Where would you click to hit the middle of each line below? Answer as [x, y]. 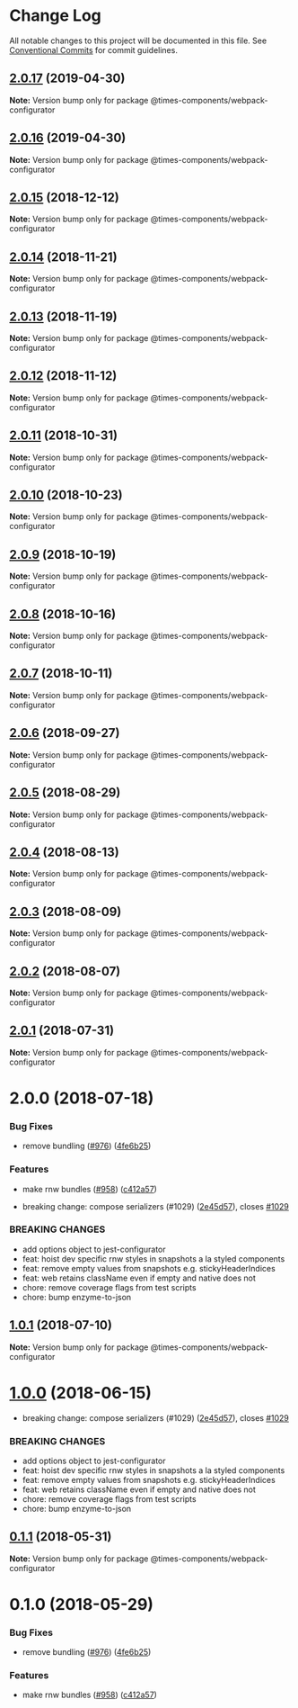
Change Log [55, 16]
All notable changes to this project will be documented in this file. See [138, 40]
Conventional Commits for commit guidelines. [93, 49]
